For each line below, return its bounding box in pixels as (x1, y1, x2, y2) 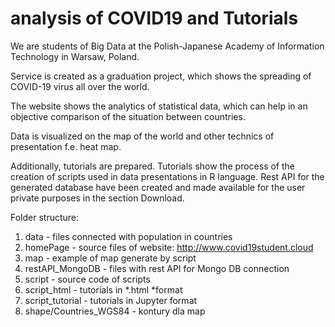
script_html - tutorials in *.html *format (24, 283, 183, 296)
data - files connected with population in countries (24, 230, 233, 242)
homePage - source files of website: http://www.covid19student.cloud (24, 241, 314, 253)
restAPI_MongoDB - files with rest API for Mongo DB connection (24, 262, 290, 274)
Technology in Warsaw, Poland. (10, 50, 140, 62)
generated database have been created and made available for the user (10, 181, 306, 193)
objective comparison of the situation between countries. (10, 110, 246, 122)
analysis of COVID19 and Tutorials (10, 7, 299, 30)
